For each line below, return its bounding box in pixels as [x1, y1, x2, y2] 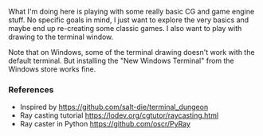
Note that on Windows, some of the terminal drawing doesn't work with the [8, 48, 255, 56]
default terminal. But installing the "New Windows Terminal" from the [8, 56, 235, 65]
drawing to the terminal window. [8, 32, 114, 41]
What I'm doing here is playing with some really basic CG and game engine [8, 7, 255, 16]
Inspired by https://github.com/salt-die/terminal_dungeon [19, 103, 209, 112]
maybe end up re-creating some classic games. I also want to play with [8, 24, 242, 33]
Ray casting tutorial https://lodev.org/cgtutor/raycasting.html [19, 111, 219, 120]
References [8, 84, 54, 95]
